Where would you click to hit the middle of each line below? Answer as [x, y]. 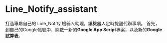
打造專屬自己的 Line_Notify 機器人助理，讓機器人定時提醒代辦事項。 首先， [82, 23]
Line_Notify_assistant [51, 9]
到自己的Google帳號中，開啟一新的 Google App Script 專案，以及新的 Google [84, 29]
